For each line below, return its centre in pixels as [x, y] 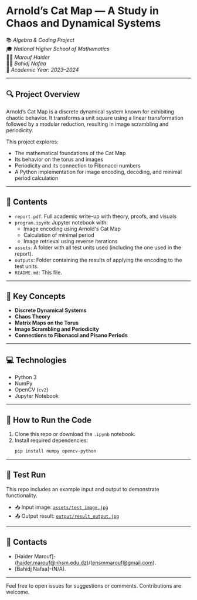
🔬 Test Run [26, 475]
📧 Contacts [27, 542]
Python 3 [26, 377]
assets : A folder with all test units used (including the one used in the [98, 247]
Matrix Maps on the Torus [47, 323]
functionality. [22, 495]
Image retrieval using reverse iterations [71, 241]
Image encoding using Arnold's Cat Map [72, 229]
